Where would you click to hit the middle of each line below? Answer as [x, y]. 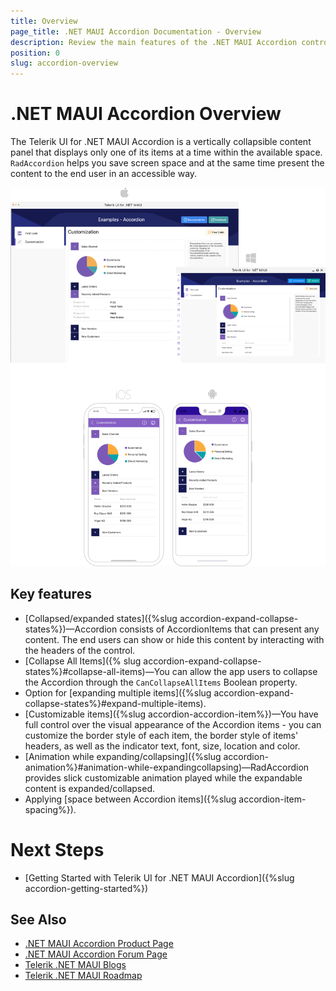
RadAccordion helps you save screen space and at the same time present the [167, 163]
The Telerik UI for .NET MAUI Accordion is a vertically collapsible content [161, 142]
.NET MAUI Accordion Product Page [99, 944]
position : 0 [35, 53]
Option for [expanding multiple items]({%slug [118, 692]
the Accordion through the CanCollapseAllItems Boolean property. [161, 682]
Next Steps [57, 849]
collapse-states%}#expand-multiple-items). [115, 703]
